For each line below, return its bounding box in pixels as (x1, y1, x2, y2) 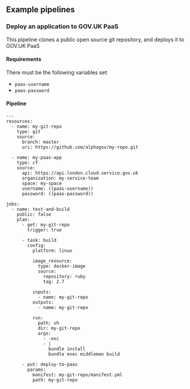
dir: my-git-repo (37, 325, 81, 332)
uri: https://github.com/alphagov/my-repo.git (21, 144, 139, 150)
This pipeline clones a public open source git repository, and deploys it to (6, 35, 185, 43)
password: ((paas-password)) (21, 191, 94, 197)
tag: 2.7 (43, 279, 65, 285)
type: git (17, 129, 41, 135)
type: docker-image (37, 263, 86, 270)
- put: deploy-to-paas (21, 362, 78, 368)
